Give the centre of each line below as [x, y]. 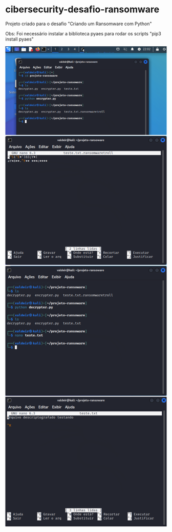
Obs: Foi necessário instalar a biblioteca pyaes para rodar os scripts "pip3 [83, 33]
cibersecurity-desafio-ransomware [82, 9]
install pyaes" [20, 39]
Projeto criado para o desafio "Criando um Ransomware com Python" [79, 24]
